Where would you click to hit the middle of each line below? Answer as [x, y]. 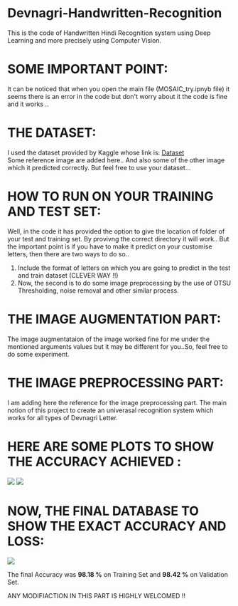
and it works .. [28, 104]
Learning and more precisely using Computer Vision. [85, 40]
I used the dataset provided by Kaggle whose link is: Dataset [96, 152]
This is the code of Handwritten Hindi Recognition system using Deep [109, 33]
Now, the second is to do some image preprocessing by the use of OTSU [124, 283]
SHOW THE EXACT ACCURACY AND [117, 526]
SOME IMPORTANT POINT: [88, 69]
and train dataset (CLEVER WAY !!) [68, 275]
